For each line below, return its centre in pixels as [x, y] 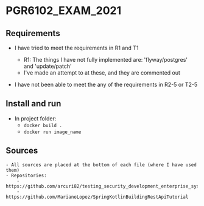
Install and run [33, 104]
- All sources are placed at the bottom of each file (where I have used [101, 165]
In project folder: [35, 118]
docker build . [43, 125]
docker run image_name [52, 132]
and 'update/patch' [47, 66]
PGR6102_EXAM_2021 [64, 11]
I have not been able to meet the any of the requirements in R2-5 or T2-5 [106, 84]
